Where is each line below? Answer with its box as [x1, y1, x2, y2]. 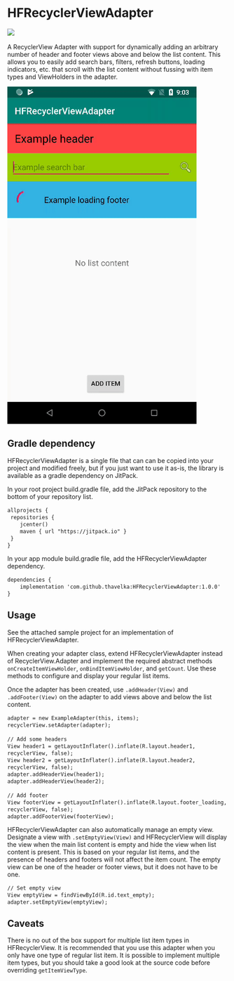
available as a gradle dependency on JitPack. [7, 471, 139, 479]
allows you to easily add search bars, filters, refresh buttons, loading [7, 58, 205, 66]
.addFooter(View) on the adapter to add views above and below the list [7, 692, 212, 701]
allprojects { [7, 507, 49, 514]
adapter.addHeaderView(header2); [7, 778, 105, 785]
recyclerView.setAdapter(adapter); [7, 722, 111, 729]
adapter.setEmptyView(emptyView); [7, 898, 109, 906]
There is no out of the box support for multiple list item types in [7, 936, 189, 944]
